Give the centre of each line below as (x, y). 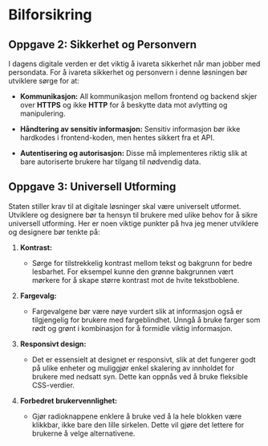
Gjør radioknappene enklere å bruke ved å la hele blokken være (137, 416)
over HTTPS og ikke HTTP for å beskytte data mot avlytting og (124, 105)
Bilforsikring (50, 15)
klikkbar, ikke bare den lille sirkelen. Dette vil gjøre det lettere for (138, 424)
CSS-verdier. (53, 385)
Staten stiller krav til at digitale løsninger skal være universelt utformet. (125, 206)
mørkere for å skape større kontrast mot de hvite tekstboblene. (136, 280)
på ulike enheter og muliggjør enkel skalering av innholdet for (133, 368)
